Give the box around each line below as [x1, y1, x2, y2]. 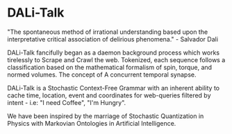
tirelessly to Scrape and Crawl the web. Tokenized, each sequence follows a [7, 55, 226, 64]
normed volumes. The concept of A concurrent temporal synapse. [7, 70, 197, 79]
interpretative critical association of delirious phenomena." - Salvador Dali [7, 35, 219, 43]
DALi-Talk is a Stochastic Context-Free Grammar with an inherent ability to [7, 84, 220, 92]
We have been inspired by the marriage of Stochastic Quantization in [7, 112, 204, 120]
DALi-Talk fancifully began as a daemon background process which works [7, 48, 220, 57]
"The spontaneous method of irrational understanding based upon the [7, 28, 208, 36]
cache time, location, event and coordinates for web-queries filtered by [7, 91, 211, 99]
